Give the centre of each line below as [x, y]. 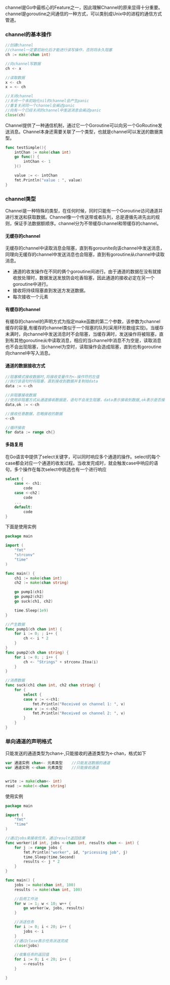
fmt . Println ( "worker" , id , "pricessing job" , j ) [76, 852]
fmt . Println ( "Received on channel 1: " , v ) [79, 704]
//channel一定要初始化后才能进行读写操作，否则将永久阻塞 [59, 50]
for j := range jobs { [38, 847]
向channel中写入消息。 [29, 353]
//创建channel [19, 45]
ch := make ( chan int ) [28, 55]
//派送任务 [24, 922]
